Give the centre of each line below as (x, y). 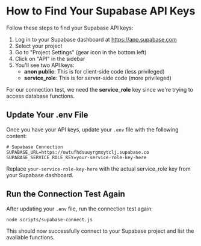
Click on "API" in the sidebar (50, 58)
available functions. (30, 237)
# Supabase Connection (35, 147)
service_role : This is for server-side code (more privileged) (97, 78)
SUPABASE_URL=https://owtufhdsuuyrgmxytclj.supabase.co (78, 152)
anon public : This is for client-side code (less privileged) (94, 71)
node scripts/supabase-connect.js (50, 219)
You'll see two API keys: (45, 65)
